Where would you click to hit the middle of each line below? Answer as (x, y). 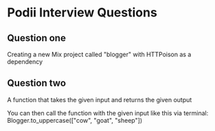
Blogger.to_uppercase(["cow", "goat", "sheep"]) (75, 120)
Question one (37, 38)
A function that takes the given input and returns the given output (100, 99)
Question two (37, 83)
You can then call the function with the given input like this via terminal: (108, 113)
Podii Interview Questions (82, 13)
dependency (25, 62)
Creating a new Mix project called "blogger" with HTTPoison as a (99, 54)
